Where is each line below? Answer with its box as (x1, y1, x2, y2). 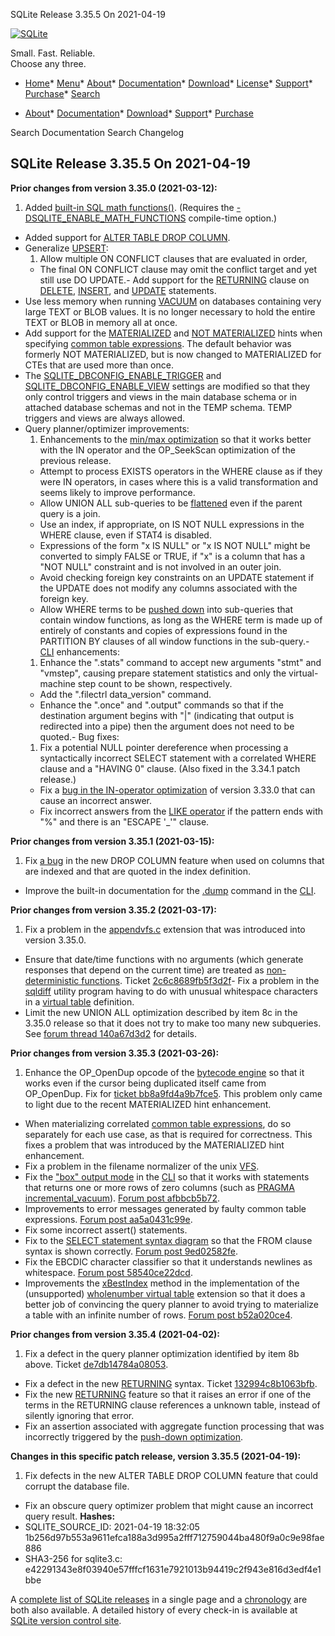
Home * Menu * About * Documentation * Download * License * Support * (24, 77, 313, 89)
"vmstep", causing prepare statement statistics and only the (39, 667, 287, 679)
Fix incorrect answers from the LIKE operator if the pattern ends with (39, 805, 324, 817)
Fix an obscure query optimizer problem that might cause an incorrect (24, 1499, 314, 1511)
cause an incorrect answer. (39, 794, 153, 806)
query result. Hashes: (24, 1510, 116, 1522)
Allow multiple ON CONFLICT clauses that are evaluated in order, (39, 252, 308, 264)
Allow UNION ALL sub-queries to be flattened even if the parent (39, 497, 303, 509)
